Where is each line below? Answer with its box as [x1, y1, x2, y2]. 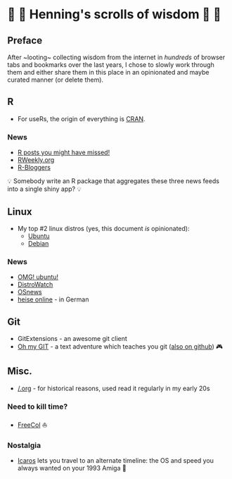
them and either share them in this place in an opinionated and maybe [7, 68, 210, 76]
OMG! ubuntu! [17, 273, 58, 281]
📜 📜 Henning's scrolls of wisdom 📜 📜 [7, 6, 221, 23]
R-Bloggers [17, 163, 51, 172]
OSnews [17, 288, 42, 297]
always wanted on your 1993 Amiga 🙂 [17, 464, 127, 473]
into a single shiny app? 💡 [7, 185, 82, 193]
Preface [7, 35, 43, 46]
